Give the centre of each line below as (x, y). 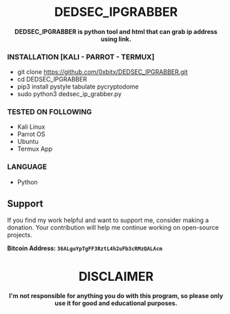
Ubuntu (28, 142)
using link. (116, 39)
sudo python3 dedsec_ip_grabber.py (69, 94)
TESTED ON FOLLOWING (49, 112)
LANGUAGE (27, 167)
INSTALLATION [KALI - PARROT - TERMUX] (81, 57)
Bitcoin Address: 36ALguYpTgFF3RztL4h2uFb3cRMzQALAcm (85, 248)
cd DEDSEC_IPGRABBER (52, 80)
